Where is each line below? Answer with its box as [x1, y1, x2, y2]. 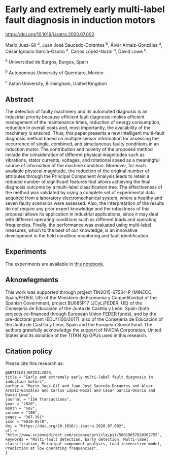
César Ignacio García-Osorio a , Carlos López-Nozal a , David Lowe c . [5, 47, 148, 54]
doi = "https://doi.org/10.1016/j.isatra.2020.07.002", [5, 423, 126, 429]
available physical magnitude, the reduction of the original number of [5, 168, 150, 174]
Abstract [5, 95, 34, 104]
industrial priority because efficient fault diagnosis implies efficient [5, 114, 145, 120]
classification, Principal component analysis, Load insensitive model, [5, 441, 162, 447]
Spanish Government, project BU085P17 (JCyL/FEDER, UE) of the [5, 300, 142, 306]
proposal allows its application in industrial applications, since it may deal [5, 211, 158, 217]
